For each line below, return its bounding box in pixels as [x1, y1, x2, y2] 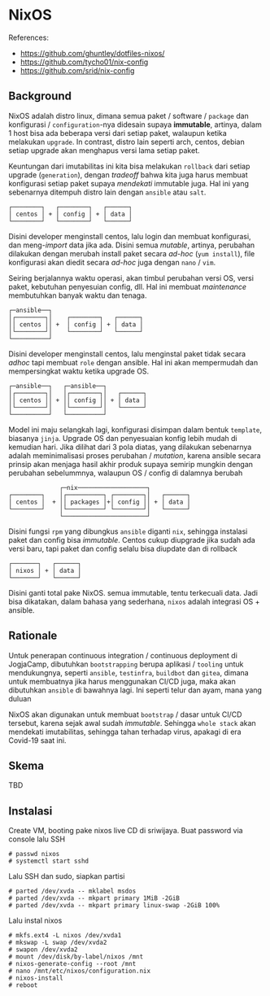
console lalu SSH [8, 834, 66, 844]
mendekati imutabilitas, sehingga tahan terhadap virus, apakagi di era [8, 727, 242, 736]
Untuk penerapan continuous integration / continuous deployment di [8, 650, 238, 660]
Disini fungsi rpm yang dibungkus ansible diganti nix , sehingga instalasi [8, 526, 248, 536]
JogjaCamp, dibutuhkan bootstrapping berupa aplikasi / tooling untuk [8, 659, 244, 669]
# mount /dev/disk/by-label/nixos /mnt [8, 953, 144, 961]
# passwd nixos [8, 850, 60, 858]
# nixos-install [8, 974, 63, 982]
